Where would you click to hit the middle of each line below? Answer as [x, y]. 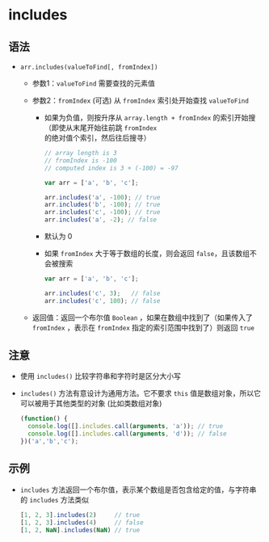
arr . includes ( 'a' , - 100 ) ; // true [102, 197]
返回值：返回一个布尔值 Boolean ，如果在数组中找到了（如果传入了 [142, 317]
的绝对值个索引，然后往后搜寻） [97, 138]
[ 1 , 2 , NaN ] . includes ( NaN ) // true [80, 530]
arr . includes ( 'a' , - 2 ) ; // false [101, 220]
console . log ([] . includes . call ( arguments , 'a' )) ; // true [126, 426]
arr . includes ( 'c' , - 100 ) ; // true [102, 212]
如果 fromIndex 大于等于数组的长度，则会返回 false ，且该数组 [147, 253]
